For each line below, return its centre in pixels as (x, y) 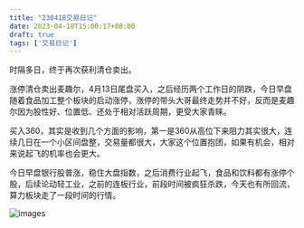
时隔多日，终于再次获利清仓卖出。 (73, 70)
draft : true (32, 34)
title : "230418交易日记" (53, 18)
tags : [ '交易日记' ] (43, 43)
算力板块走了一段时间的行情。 (65, 195)
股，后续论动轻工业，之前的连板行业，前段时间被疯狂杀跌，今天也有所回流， (152, 184)
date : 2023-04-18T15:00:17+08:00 (72, 26)
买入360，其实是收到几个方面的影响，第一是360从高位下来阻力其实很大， (147, 131)
